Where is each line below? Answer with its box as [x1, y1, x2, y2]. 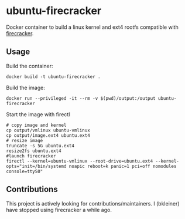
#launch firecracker [6, 153, 57, 159]
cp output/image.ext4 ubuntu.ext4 [6, 132, 91, 139]
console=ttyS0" [6, 169, 43, 174]
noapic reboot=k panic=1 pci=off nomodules [68, 163, 177, 169]
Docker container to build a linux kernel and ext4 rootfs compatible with [6, 23, 179, 31]
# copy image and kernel [6, 122, 67, 128]
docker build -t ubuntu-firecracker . [6, 73, 101, 80]
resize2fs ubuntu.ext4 [6, 148, 61, 154]
